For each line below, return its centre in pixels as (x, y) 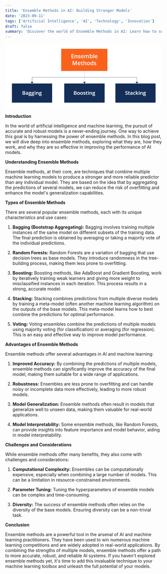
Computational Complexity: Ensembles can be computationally (78, 469)
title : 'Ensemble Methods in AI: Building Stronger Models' (69, 10)
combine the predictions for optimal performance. (63, 315)
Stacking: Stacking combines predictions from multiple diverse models (85, 299)
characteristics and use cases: (37, 217)
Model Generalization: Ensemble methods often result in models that (83, 404)
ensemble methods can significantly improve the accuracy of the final (84, 369)
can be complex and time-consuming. (51, 495)
